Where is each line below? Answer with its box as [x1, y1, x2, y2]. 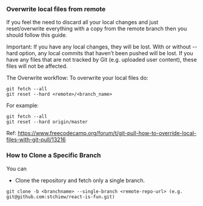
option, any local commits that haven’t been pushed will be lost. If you [19, 50, 193, 57]
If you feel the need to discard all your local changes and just [6, 19, 159, 26]
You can [6, 165, 27, 172]
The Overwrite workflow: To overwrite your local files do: [6, 75, 148, 82]
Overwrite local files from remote [6, 5, 106, 13]
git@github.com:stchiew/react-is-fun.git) [6, 193, 115, 200]
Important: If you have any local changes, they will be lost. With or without [6, 43, 191, 50]
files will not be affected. [6, 62, 68, 70]
